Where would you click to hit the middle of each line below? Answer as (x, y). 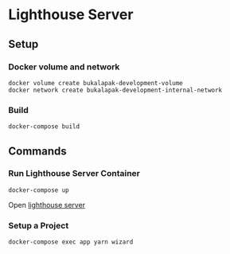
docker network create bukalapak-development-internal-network (115, 90)
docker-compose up (39, 190)
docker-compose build (44, 127)
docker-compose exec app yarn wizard (71, 242)
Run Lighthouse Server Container (74, 174)
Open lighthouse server (47, 205)
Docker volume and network (64, 67)
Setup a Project (39, 225)
